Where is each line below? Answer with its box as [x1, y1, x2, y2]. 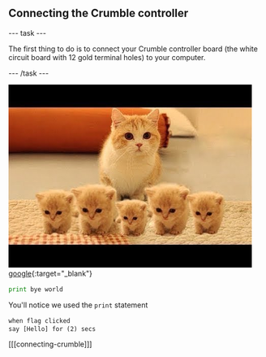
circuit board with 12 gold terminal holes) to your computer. [8, 52, 206, 62]
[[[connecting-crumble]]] [8, 339, 92, 349]
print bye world [8, 285, 63, 294]
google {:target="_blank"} [8, 268, 93, 278]
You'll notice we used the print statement [8, 300, 148, 310]
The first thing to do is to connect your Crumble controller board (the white [8, 44, 258, 54]
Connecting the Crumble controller [8, 7, 189, 20]
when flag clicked [8, 316, 71, 324]
